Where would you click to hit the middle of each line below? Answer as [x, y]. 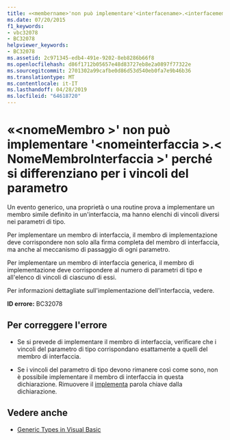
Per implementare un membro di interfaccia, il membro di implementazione [112, 235]
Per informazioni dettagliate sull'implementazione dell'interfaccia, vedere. [111, 290]
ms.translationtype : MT [41, 77]
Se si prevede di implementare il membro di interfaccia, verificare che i [117, 341]
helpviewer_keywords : [38, 45]
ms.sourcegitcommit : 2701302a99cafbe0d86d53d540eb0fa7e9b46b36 [99, 70]
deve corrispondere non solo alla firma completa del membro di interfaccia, [113, 242]
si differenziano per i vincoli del [98, 173]
